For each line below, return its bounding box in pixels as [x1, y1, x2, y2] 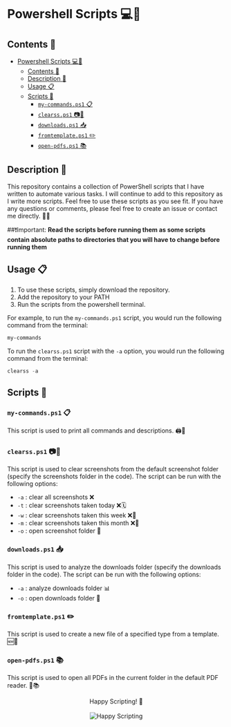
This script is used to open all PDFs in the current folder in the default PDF [7, 674, 219, 682]
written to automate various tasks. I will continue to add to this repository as [7, 189, 223, 198]
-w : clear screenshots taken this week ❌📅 [17, 511, 137, 520]
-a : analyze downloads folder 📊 [17, 584, 111, 592]
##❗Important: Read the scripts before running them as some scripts [7, 225, 206, 234]
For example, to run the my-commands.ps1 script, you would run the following [7, 313, 222, 322]
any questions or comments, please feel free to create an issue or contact [7, 204, 218, 212]
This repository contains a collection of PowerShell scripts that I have [7, 182, 205, 191]
